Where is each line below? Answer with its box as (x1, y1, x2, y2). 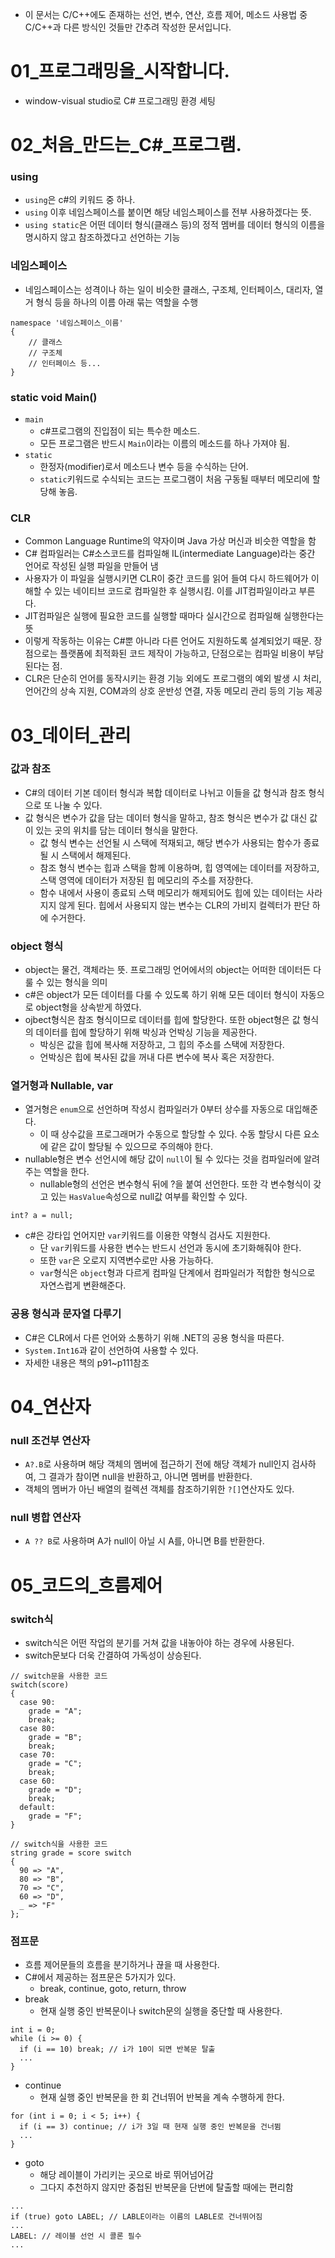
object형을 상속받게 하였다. (35, 1001, 142, 1013)
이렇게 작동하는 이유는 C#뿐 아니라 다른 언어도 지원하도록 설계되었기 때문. (24, 635, 312, 647)
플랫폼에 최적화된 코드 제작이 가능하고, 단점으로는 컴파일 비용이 (59, 648, 306, 660)
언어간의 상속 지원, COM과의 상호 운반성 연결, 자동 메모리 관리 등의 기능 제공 (24, 685, 323, 697)
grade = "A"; (28, 1706, 83, 1716)
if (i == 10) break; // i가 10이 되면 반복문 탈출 (19, 2044, 216, 2055)
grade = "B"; (28, 1732, 83, 1742)
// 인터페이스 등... (28, 358, 102, 368)
